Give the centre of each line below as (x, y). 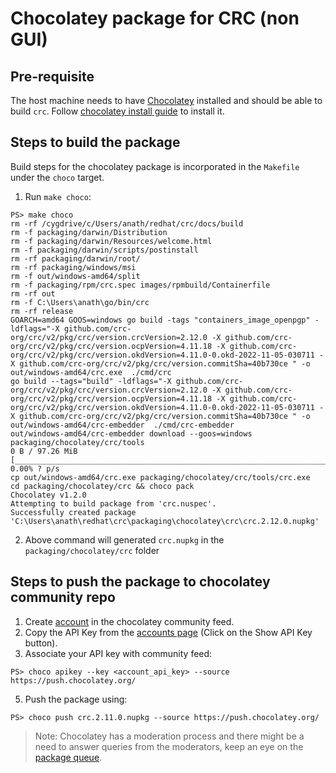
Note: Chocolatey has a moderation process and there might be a (169, 736)
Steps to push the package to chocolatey (140, 582)
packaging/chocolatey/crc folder (92, 550)
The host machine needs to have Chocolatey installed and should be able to (166, 100)
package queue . (68, 757)
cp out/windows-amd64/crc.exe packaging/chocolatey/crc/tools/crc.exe (160, 477)
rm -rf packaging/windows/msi (73, 267)
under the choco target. (57, 177)
